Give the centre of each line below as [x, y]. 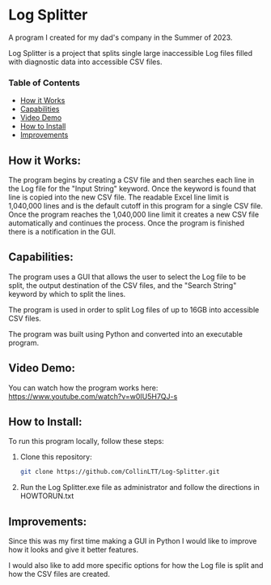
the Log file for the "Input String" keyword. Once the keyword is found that [132, 189]
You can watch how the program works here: [83, 388]
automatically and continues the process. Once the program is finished [127, 223]
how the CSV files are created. [59, 574]
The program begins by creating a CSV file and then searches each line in [131, 180]
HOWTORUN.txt [47, 496]
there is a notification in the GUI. [62, 232]
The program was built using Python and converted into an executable [125, 333]
